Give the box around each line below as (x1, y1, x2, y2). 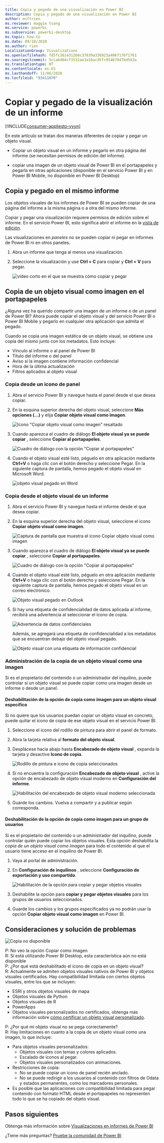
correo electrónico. (12, 587, 51, 593)
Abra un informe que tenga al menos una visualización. (12, 249, 123, 255)
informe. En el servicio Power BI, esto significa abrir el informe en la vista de (5, 219, 159, 225)
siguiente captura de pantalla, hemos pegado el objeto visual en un (12, 582, 148, 588)
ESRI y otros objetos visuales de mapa (12, 988, 90, 995)
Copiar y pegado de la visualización (5, 97, 153, 108)
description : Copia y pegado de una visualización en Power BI (5, 12, 137, 17)
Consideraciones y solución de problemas (5, 925, 136, 933)
